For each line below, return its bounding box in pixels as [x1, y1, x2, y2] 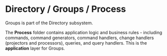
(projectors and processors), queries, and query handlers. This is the [5, 40, 147, 46]
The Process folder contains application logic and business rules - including [5, 29, 162, 35]
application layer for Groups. [5, 45, 65, 51]
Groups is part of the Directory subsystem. [5, 20, 93, 26]
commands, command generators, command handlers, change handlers [5, 35, 154, 41]
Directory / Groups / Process [5, 3, 126, 15]
